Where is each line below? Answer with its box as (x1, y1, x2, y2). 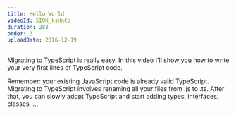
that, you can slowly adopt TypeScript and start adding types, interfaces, (7, 92, 219, 101)
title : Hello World (7, 10, 65, 18)
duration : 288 (7, 23, 49, 30)
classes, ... (7, 99, 39, 108)
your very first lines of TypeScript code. (7, 63, 123, 72)
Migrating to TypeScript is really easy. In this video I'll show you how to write (7, 56, 230, 64)
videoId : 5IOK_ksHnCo (7, 17, 71, 24)
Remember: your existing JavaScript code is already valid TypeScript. (7, 77, 209, 85)
